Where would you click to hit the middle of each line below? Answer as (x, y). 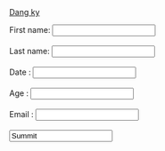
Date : (20, 72)
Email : (21, 114)
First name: (30, 30)
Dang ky (25, 12)
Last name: (30, 51)
